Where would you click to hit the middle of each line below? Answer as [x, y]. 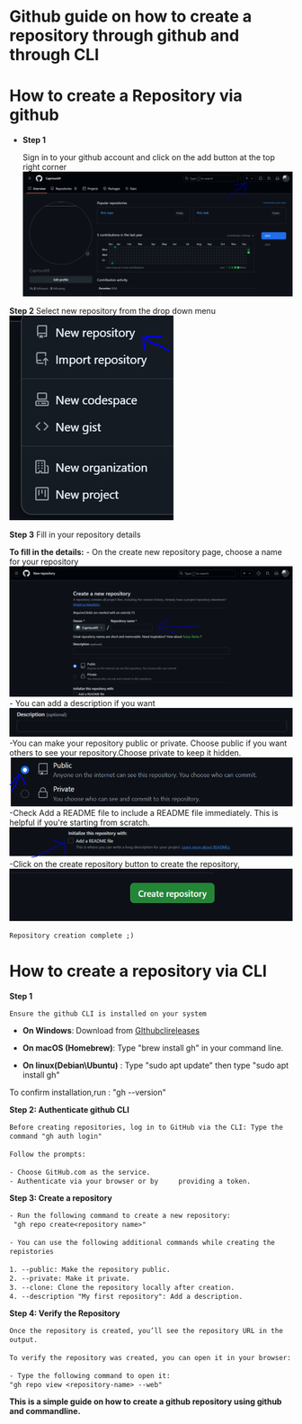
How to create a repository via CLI [138, 971]
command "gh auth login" [56, 1136]
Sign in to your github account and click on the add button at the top [149, 157]
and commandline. [45, 1411]
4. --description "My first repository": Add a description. [126, 1296]
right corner [44, 167]
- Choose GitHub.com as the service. [80, 1172]
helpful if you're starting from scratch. [80, 823]
